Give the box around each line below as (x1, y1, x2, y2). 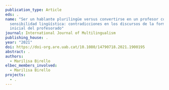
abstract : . (5, 49, 30, 54)
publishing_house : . (5, 35, 49, 40)
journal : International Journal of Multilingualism (5, 30, 116, 35)
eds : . (5, 12, 19, 17)
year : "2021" (5, 40, 33, 45)
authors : (5, 53, 24, 59)
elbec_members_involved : (5, 63, 57, 68)
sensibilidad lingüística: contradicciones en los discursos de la (10, 21, 154, 26)
